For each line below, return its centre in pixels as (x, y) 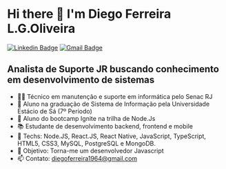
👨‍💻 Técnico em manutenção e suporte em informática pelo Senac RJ (115, 96)
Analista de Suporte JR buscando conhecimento (113, 69)
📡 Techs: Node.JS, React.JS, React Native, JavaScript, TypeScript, (112, 136)
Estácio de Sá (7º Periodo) (55, 111)
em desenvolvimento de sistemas (81, 80)
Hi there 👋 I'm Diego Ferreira (89, 14)
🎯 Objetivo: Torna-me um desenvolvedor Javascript (90, 150)
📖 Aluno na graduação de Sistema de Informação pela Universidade (113, 104)
